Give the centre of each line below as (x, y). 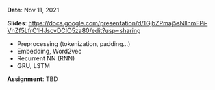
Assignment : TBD (33, 79)
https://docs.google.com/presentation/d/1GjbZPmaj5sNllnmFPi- (118, 23)
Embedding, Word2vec (49, 51)
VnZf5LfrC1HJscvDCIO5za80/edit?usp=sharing (74, 31)
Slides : (17, 23)
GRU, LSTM (33, 66)
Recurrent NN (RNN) (46, 58)
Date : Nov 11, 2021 (33, 10)
